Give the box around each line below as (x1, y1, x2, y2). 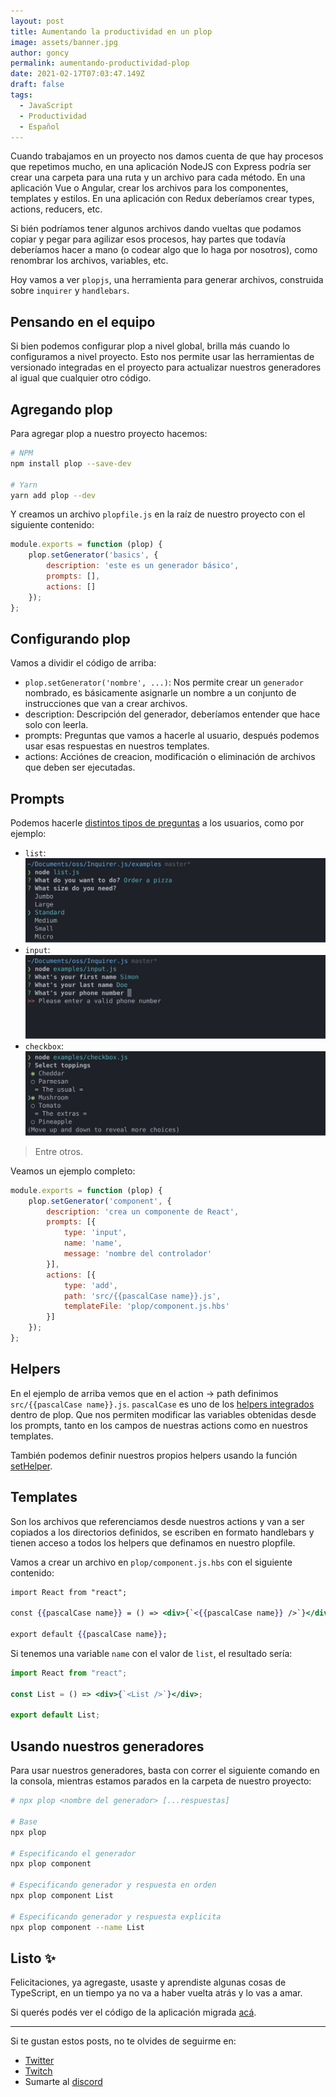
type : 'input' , (63, 1228, 128, 1238)
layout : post (10, 16, 65, 26)
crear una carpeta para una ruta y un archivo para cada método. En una (10, 171, 306, 184)
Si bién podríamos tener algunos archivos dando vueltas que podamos (10, 223, 302, 235)
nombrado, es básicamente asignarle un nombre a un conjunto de (24, 687, 297, 699)
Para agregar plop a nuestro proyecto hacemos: (10, 428, 208, 439)
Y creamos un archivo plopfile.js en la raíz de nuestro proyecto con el (10, 508, 306, 520)
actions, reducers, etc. (10, 203, 103, 215)
